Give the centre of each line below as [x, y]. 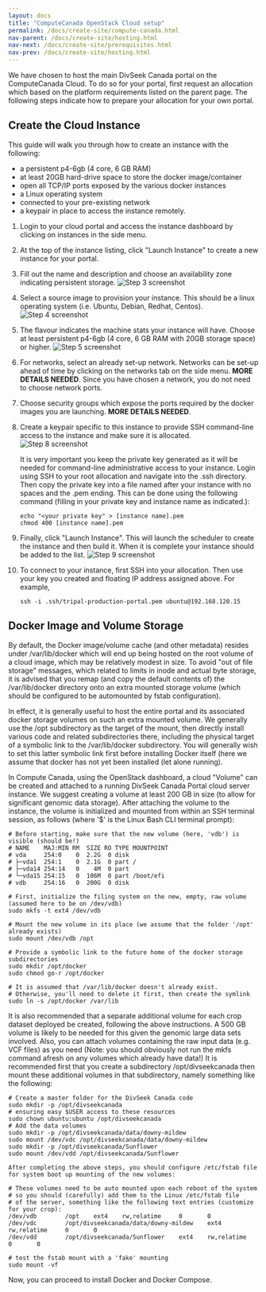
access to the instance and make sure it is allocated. [106, 435]
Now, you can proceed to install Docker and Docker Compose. [110, 1279]
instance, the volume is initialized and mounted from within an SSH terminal [132, 811]
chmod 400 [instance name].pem [71, 523]
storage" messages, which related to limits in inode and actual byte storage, [132, 670]
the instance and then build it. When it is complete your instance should [137, 546]
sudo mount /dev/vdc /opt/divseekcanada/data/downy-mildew [108, 1139]
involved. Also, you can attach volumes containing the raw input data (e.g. [129, 1041]
